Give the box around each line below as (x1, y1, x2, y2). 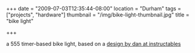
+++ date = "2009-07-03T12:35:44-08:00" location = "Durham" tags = (6, 5, 182, 12)
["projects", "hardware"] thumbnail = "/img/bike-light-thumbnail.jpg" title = (6, 11, 190, 18)
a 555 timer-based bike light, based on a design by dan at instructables (6, 41, 181, 47)
